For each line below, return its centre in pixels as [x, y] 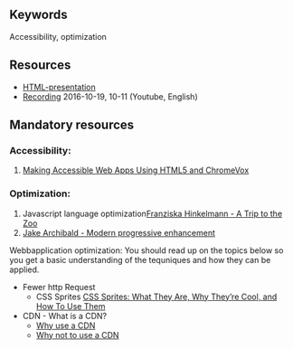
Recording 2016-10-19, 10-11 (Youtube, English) [110, 96]
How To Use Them [71, 306]
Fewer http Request [59, 287]
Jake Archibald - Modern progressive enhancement [118, 232]
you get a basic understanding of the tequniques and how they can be [140, 259]
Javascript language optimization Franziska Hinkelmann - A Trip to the [152, 213]
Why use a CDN [66, 325]
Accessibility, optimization [58, 36]
